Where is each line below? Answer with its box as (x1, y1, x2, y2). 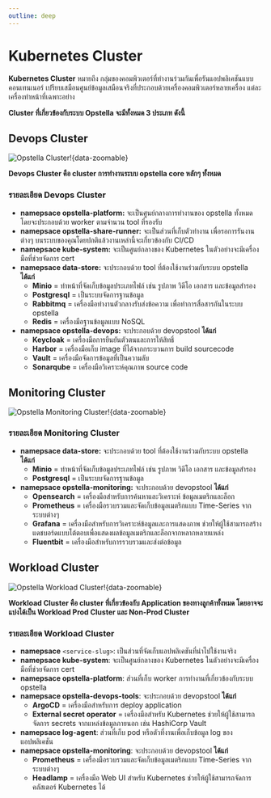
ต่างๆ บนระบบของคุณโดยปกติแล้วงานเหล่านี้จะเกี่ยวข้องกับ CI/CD (19, 235, 194, 245)
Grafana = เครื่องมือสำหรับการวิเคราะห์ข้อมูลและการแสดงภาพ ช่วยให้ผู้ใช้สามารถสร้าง (32, 518, 262, 528)
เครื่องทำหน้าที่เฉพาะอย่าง (8, 91, 75, 101)
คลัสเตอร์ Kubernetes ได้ (32, 782, 106, 792)
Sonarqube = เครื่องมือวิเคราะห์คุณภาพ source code (32, 361, 188, 372)
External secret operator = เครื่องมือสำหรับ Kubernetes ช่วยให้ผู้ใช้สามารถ (32, 709, 255, 719)
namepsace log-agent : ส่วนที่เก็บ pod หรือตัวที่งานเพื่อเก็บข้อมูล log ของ (19, 727, 233, 737)
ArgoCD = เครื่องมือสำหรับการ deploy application (32, 700, 182, 710)
